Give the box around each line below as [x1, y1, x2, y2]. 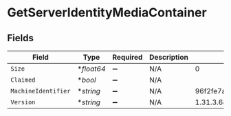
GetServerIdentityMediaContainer [7, 5, 208, 21]
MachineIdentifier [10, 87, 71, 95]
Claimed [10, 76, 36, 84]
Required [112, 53, 143, 62]
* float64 [77, 64, 106, 73]
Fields [7, 32, 34, 44]
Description [148, 53, 189, 62]
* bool [77, 76, 96, 84]
